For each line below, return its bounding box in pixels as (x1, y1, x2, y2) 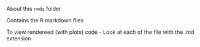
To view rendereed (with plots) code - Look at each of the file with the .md (6, 28, 194, 36)
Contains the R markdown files (6, 17, 84, 23)
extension (6, 35, 32, 42)
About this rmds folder (6, 5, 61, 12)
